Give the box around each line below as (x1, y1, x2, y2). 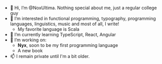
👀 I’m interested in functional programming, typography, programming (10, 16, 156, 21)
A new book (17, 48, 43, 53)
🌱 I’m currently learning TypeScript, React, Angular (10, 32, 116, 37)
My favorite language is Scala (17, 26, 79, 32)
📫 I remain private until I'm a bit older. (10, 53, 90, 59)
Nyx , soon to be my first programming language (17, 42, 118, 48)
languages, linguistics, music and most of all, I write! (10, 21, 119, 27)
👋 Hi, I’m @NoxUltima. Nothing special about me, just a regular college (10, 5, 157, 11)
